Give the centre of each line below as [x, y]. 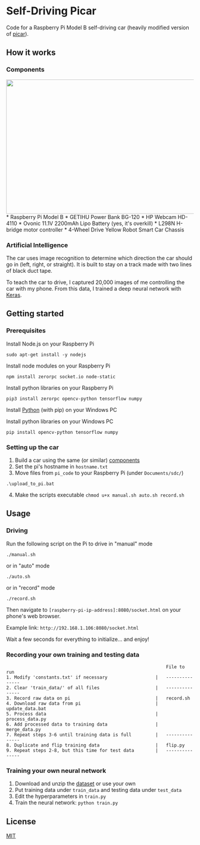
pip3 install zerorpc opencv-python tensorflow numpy [74, 399]
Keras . [14, 295]
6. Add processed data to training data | [82, 724]
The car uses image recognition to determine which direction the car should [99, 258]
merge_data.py [24, 729]
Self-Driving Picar [51, 11]
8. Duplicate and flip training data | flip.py [96, 745]
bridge [14, 229]
